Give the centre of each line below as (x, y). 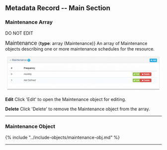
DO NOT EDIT (19, 33)
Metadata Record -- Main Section (58, 8)
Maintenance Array (29, 22)
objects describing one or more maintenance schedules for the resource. (80, 49)
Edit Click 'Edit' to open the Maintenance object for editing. (66, 100)
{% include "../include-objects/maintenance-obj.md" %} (63, 137)
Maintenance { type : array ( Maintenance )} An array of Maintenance (76, 43)
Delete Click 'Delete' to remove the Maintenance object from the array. (78, 109)
